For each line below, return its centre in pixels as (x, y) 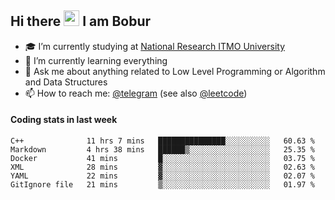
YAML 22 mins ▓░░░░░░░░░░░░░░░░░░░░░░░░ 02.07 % (162, 176)
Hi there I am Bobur (81, 21)
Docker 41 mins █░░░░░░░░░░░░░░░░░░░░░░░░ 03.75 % (162, 159)
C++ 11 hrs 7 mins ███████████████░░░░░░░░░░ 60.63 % (162, 141)
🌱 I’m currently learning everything (96, 60)
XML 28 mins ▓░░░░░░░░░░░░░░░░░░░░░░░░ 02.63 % (162, 167)
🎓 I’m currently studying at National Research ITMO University (154, 46)
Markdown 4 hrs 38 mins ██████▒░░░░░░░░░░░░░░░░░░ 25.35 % (162, 150)
